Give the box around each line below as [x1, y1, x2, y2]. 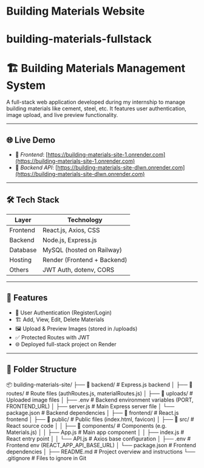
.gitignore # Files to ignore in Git [6, 454, 87, 461]
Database [9, 246, 37, 254]
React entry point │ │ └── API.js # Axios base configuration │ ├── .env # [6, 434, 191, 442]
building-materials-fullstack [6, 32, 152, 46]
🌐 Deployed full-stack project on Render [15, 340, 117, 348]
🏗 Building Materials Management [6, 61, 186, 75]
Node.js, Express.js [42, 236, 97, 244]
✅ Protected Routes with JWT [15, 333, 90, 341]
